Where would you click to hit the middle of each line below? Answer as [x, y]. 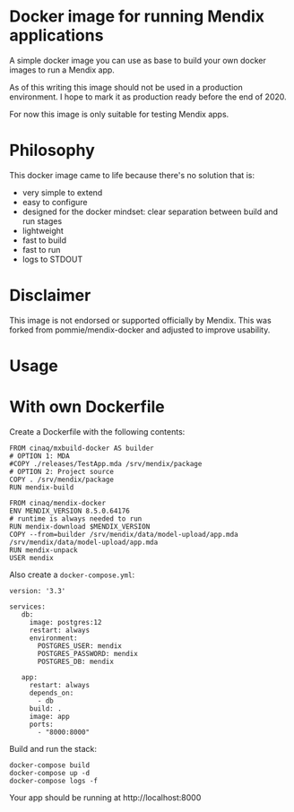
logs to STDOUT [52, 259]
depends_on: [52, 693]
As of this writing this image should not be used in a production [126, 87]
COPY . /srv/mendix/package [62, 479]
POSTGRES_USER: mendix [80, 646]
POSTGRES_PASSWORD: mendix [88, 653]
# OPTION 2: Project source [62, 471]
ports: [41, 724]
